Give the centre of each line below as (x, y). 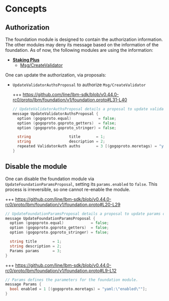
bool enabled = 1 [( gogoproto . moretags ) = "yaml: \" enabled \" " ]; (78, 289)
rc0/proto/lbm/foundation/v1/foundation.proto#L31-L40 (70, 100)
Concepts (26, 9)
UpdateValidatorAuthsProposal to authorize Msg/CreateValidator (79, 85)
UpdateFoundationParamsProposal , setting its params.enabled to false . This (81, 184)
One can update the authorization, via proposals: (56, 75)
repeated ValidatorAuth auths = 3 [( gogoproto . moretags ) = (87, 146)
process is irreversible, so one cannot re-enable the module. (68, 189)
